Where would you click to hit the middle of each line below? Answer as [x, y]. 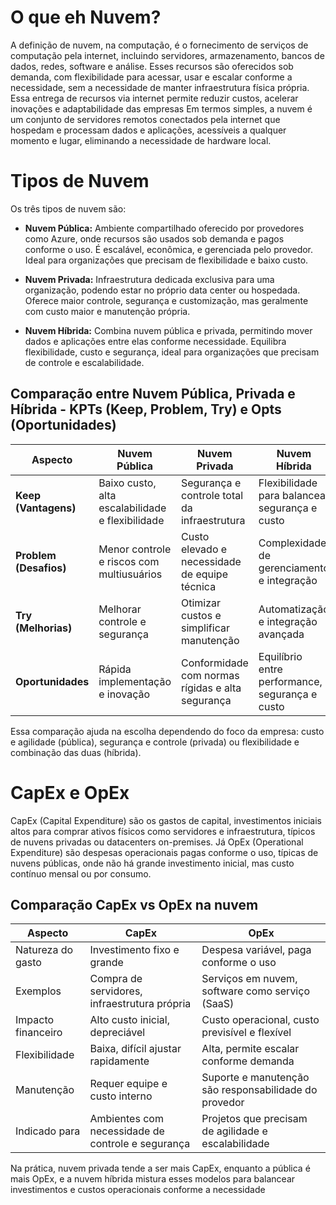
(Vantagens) [46, 508]
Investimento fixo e [134, 950]
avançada [281, 634]
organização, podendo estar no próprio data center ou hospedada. [162, 290]
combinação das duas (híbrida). [76, 752]
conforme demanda [248, 1061]
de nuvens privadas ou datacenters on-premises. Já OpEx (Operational [157, 842]
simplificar [205, 628]
